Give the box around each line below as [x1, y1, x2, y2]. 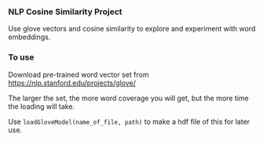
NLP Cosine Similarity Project [8, 6, 123, 17]
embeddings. [8, 32, 51, 42]
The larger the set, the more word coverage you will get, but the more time [8, 93, 249, 103]
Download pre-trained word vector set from [8, 70, 149, 79]
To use [8, 52, 35, 63]
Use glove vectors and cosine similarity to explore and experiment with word [8, 24, 256, 34]
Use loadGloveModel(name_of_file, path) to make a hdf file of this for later [8, 117, 250, 126]
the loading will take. [8, 101, 75, 111]
